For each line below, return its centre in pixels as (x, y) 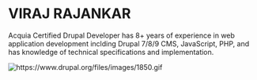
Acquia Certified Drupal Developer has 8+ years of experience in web (122, 35)
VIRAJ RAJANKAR (70, 14)
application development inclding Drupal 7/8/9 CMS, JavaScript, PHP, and (129, 43)
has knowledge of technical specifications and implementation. (111, 52)
